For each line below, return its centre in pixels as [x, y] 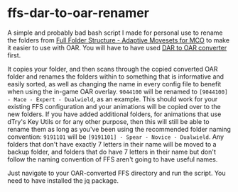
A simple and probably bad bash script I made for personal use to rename [115, 33]
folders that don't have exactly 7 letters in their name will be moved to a [112, 144]
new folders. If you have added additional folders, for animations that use [114, 114]
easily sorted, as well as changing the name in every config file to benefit [114, 84]
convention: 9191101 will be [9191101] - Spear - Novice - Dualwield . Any [116, 137]
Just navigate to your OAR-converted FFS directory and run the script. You [117, 173]
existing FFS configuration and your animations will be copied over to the [114, 106]
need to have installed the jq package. [63, 180]
